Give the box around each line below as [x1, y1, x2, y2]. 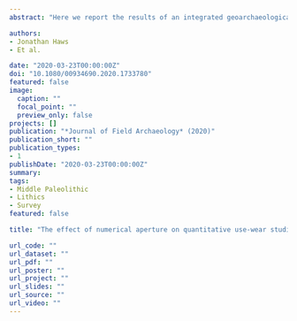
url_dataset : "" [9, 249, 69, 258]
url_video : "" [9, 299, 62, 308]
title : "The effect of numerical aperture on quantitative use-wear [9, 225, 267, 234]
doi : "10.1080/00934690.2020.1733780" [9, 70, 152, 79]
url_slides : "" [9, 282, 65, 292]
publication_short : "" [9, 135, 93, 144]
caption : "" [17, 94, 62, 103]
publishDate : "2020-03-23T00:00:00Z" [9, 160, 148, 169]
